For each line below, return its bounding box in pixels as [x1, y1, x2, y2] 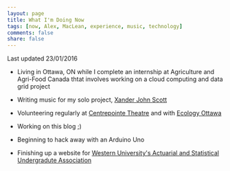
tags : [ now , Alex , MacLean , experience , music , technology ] [7, 23, 183, 30]
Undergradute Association [16, 156, 92, 165]
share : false [7, 36, 45, 43]
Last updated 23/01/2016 [7, 54, 78, 62]
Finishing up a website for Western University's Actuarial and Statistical [16, 149, 220, 157]
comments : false [7, 29, 54, 36]
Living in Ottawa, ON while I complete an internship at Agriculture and [16, 68, 215, 76]
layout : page [7, 10, 45, 17]
